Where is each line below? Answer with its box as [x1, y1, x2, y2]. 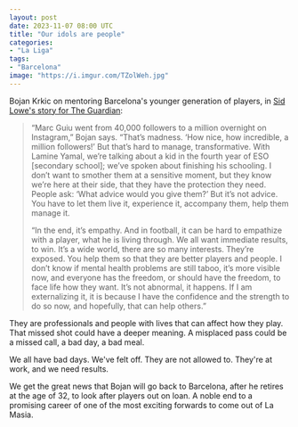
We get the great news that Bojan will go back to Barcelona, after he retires [9, 381, 285, 391]
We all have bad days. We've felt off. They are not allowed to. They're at [9, 354, 273, 365]
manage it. [30, 207, 70, 218]
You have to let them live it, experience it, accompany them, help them [30, 198, 289, 209]
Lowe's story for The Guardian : [9, 104, 123, 116]
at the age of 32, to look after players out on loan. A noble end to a [9, 390, 254, 401]
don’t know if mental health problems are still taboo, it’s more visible [30, 262, 280, 273]
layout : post [9, 12, 58, 22]
